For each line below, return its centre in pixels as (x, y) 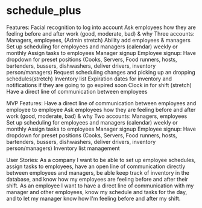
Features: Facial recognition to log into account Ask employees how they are (101, 27)
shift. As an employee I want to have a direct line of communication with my (100, 186)
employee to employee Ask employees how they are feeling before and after (101, 109)
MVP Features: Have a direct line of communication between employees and (101, 103)
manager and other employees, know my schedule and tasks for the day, (97, 192)
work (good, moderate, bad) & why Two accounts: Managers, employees (97, 116)
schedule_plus (44, 11)
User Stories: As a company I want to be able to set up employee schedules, (101, 160)
